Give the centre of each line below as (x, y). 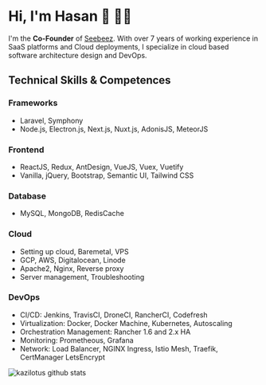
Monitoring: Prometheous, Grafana (76, 340)
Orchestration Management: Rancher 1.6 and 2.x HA (105, 332)
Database (27, 196)
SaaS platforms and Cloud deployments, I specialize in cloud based (119, 46)
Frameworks (33, 103)
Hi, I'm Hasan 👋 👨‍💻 (70, 16)
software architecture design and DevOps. (78, 55)
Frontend (26, 149)
